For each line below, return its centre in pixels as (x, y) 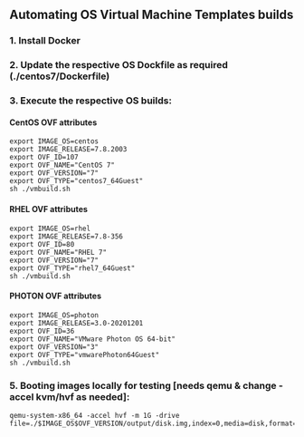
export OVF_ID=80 (42, 244)
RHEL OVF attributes (49, 209)
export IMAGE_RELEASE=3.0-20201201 (76, 323)
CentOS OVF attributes (53, 122)
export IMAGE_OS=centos (54, 141)
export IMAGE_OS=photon (54, 315)
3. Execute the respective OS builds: (90, 101)
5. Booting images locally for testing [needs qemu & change (143, 385)
